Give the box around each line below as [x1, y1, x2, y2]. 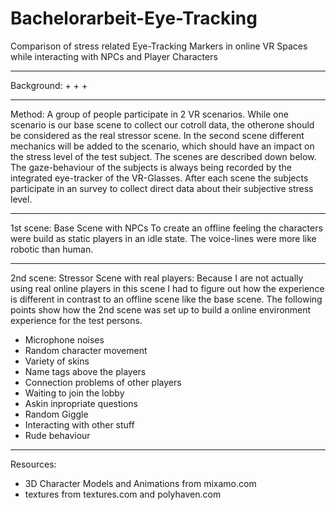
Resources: [10, 458, 57, 470]
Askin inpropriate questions [24, 397, 138, 409]
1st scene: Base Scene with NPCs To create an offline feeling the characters [10, 222, 323, 234]
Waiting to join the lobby [24, 387, 125, 399]
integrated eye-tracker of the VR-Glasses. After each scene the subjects [10, 172, 309, 184]
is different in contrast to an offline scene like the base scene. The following [10, 293, 323, 305]
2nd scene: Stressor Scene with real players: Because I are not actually [10, 272, 304, 284]
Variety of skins [24, 355, 90, 367]
